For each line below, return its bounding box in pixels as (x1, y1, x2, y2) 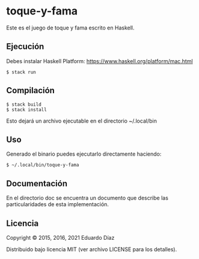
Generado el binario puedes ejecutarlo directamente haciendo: (6, 150, 162, 157)
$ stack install (6, 106, 47, 112)
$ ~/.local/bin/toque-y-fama (6, 162, 79, 168)
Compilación (6, 85, 55, 96)
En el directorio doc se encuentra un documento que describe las (6, 194, 168, 202)
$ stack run (6, 69, 36, 75)
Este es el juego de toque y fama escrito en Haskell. (6, 24, 135, 31)
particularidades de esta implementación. (6, 201, 109, 208)
